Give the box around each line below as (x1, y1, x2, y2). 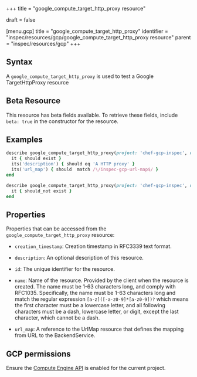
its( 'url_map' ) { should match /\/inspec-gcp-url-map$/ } (11, 167, 159, 172)
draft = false (6, 16, 36, 23)
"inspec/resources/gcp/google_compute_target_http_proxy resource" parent (6, 34, 191, 40)
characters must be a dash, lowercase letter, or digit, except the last (14, 308, 179, 315)
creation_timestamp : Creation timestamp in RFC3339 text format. (14, 243, 172, 250)
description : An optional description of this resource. (14, 254, 144, 261)
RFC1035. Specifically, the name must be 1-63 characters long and (14, 290, 176, 297)
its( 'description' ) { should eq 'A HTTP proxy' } (11, 161, 135, 167)
